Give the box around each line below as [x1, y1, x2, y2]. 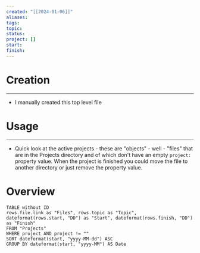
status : [6, 31, 26, 37]
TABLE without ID [6, 204, 49, 211]
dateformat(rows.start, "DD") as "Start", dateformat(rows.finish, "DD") [6, 215, 193, 221]
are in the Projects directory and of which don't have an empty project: [14, 151, 192, 158]
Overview [6, 184, 55, 198]
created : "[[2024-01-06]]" [6, 8, 73, 15]
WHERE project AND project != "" [6, 230, 89, 236]
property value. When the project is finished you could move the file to [14, 158, 188, 165]
